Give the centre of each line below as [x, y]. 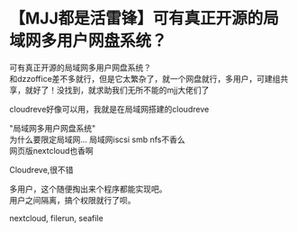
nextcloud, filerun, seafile [56, 218]
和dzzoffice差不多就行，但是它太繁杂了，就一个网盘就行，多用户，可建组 [145, 78]
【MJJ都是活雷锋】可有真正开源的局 [144, 18]
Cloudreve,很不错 [41, 170]
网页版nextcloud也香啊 [52, 150]
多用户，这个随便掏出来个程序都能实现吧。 [88, 189]
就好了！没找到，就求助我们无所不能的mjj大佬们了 [117, 90]
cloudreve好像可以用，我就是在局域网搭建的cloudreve [109, 109]
